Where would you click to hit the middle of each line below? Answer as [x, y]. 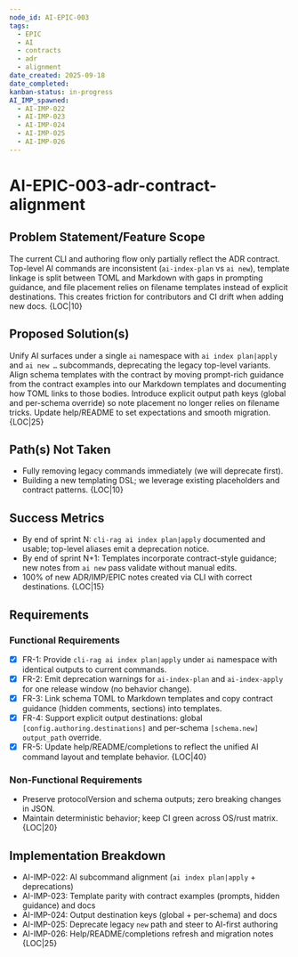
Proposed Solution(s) [69, 334]
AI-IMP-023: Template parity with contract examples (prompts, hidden [151, 896]
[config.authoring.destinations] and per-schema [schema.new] [140, 728]
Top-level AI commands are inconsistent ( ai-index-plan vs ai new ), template [149, 268]
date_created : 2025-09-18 [57, 76]
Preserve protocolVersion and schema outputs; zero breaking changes [152, 799]
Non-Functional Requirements [76, 780]
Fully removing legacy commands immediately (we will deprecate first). [153, 471]
